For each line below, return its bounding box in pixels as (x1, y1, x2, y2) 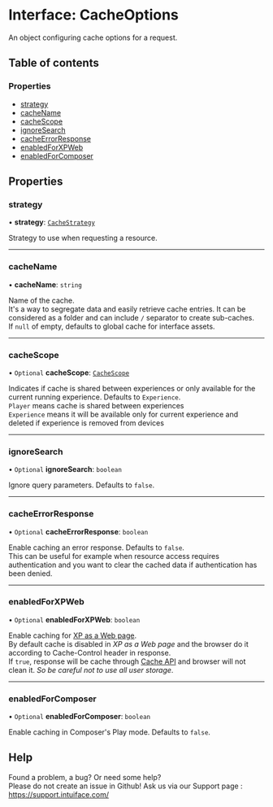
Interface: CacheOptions (8, 6, 179, 24)
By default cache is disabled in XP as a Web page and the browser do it (8, 639, 249, 648)
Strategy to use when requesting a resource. (8, 233, 158, 243)
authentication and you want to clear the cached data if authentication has (8, 560, 258, 569)
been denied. (8, 568, 53, 578)
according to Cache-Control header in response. (8, 648, 171, 657)
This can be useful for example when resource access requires (8, 551, 219, 561)
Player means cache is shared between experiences (8, 400, 184, 410)
